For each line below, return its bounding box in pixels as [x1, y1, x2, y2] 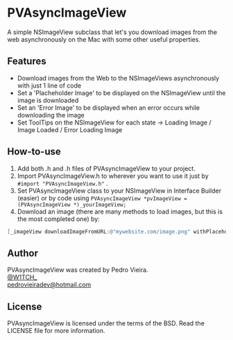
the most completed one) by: [17, 214, 101, 223]
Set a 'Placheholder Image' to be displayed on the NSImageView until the [17, 88, 226, 97]
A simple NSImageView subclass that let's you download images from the [7, 28, 217, 36]
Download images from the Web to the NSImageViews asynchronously [17, 74, 220, 82]
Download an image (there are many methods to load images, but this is [17, 207, 223, 216]
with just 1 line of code [17, 81, 82, 90]
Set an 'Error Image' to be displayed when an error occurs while [17, 103, 200, 112]
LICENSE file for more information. [7, 327, 105, 335]
